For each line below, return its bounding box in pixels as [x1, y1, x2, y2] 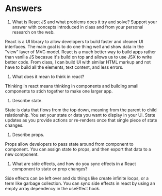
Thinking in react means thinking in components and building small [5, 83, 139, 89]
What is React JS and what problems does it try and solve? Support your [12, 19, 158, 25]
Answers [5, 3, 42, 14]
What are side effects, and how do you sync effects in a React [12, 161, 136, 166]
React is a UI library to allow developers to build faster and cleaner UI [5, 38, 144, 44]
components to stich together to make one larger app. [5, 88, 113, 94]
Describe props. [12, 132, 45, 137]
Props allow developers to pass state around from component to [5, 141, 134, 147]
